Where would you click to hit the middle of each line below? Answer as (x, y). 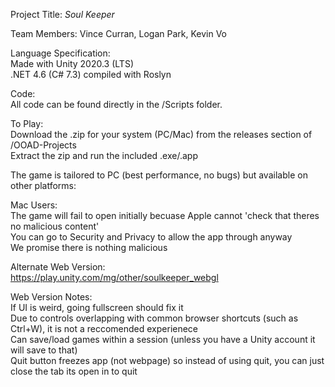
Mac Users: (34, 205)
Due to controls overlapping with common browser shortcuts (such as (154, 318)
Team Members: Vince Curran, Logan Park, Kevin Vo (118, 33)
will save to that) (44, 350)
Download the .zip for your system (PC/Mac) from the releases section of (161, 134)
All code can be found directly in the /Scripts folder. (116, 104)
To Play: (27, 123)
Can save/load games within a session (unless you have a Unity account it (163, 339)
